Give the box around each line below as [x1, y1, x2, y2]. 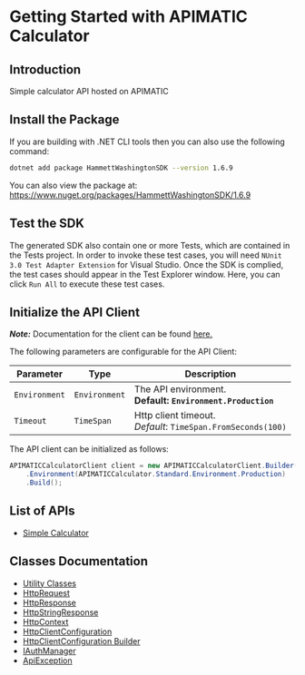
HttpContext [22, 616, 69, 627]
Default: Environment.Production [134, 395, 274, 407]
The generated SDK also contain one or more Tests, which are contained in [9, 240, 290, 250]
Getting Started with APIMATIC [9, 6, 248, 27]
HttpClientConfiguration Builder [22, 635, 141, 646]
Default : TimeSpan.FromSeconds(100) [134, 420, 288, 433]
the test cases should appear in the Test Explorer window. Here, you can [9, 269, 280, 279]
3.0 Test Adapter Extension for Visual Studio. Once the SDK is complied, [9, 259, 284, 269]
